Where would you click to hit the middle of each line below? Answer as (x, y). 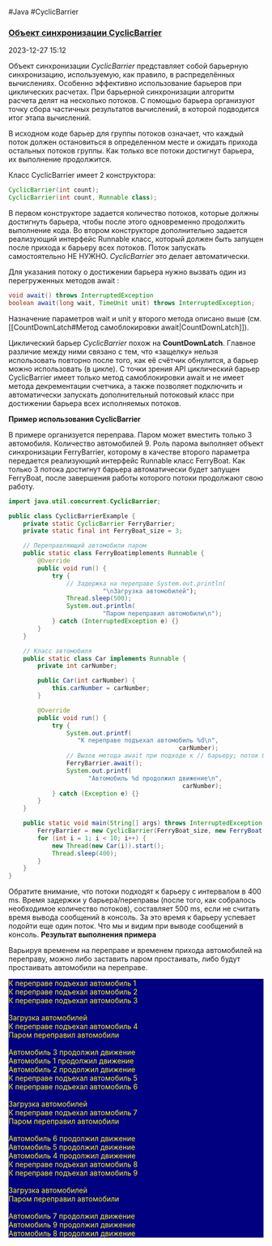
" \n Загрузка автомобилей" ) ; (150, 591)
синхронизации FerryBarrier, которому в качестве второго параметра (129, 452)
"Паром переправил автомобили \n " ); (162, 614)
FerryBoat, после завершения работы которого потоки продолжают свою (136, 477)
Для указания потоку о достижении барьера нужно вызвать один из (127, 272)
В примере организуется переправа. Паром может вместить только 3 (130, 434)
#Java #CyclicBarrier (44, 12)
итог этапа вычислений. (50, 118)
